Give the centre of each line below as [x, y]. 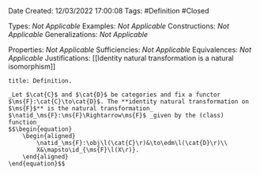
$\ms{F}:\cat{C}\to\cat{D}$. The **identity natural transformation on [128, 102]
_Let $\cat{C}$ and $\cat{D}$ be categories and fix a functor [115, 95]
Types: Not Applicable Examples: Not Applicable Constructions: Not [119, 26]
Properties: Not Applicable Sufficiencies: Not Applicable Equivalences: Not [130, 50]
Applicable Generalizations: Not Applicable [78, 34]
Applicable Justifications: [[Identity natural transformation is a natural [121, 58]
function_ [24, 122]
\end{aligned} [45, 157]
